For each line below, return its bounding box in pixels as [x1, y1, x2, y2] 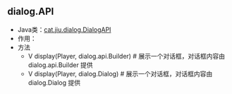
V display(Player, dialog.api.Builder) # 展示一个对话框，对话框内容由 [28, 52, 226, 60]
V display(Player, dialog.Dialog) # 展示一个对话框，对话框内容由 [28, 69, 213, 78]
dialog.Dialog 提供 [28, 78, 81, 87]
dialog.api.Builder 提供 [28, 60, 93, 69]
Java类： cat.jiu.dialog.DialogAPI [17, 25, 111, 34]
